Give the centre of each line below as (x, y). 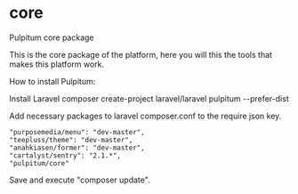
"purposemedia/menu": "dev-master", (77, 132)
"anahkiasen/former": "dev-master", (77, 148)
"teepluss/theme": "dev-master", (71, 140)
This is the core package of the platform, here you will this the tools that (141, 54)
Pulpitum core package (52, 37)
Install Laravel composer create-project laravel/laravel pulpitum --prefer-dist (149, 98)
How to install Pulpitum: (52, 81)
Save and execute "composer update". (80, 180)
